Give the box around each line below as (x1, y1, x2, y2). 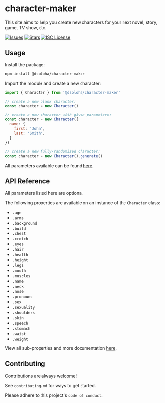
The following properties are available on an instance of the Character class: (5, 199, 161, 206)
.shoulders (12, 310, 35, 315)
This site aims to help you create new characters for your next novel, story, (5, 19, 158, 25)
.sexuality (12, 305, 35, 310)
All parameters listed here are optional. (5, 190, 84, 196)
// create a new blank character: (5, 99, 77, 104)
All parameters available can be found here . (5, 163, 94, 169)
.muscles (12, 273, 31, 278)
